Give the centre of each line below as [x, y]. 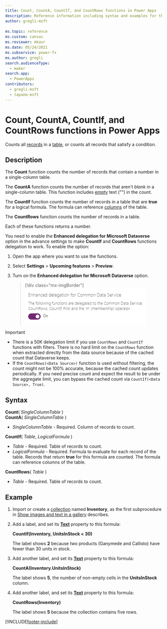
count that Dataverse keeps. [41, 358]
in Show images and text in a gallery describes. [61, 514]
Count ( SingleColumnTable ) [34, 412]
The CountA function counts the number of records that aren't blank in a [80, 187]
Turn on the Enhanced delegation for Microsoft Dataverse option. [81, 276]
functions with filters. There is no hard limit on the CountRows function [83, 347]
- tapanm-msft [24, 95]
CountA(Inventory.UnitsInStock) [46, 568]
